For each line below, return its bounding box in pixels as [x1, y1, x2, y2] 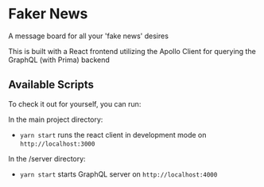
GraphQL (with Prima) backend [8, 55, 110, 64]
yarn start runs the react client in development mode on [19, 130, 207, 139]
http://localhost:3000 [19, 140, 95, 148]
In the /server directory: [8, 154, 86, 163]
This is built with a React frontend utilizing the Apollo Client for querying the [8, 46, 256, 56]
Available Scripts [8, 78, 94, 92]
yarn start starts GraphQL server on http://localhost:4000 [19, 169, 218, 179]
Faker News [8, 5, 88, 23]
